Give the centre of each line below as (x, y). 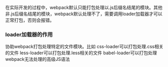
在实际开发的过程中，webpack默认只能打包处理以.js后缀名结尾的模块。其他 (84, 7)
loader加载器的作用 (29, 35)
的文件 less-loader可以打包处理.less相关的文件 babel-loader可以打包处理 (81, 53)
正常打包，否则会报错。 (30, 20)
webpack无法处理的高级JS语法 (38, 59)
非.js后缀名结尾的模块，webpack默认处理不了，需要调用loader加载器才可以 (84, 14)
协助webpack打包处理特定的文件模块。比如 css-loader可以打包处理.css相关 (84, 47)
